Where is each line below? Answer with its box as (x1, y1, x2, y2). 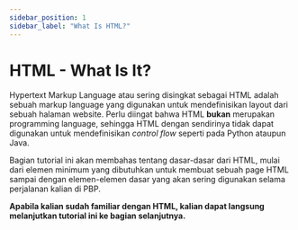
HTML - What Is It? (9, 60, 151, 81)
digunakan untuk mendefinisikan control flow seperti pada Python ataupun (9, 128, 286, 139)
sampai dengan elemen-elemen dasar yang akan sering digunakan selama (9, 174, 286, 185)
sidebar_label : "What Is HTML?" (9, 22, 131, 31)
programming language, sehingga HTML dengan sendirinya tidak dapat (9, 119, 275, 129)
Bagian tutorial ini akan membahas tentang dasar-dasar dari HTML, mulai (9, 155, 281, 166)
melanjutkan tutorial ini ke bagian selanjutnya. (9, 210, 186, 221)
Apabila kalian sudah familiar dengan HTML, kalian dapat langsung (9, 201, 265, 212)
